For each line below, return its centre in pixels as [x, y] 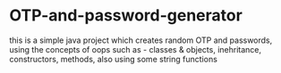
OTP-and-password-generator [126, 16]
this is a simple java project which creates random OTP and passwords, [141, 40]
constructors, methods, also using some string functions [113, 59]
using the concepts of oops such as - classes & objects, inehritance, [136, 49]
